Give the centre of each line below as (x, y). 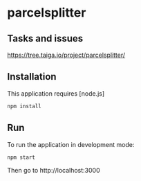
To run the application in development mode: (71, 144)
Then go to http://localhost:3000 (54, 171)
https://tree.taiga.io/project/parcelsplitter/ (66, 55)
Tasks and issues (45, 38)
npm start (21, 157)
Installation (32, 77)
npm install (24, 106)
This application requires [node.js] (56, 93)
